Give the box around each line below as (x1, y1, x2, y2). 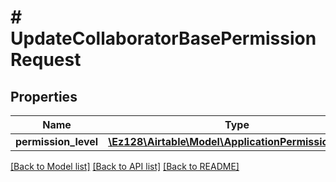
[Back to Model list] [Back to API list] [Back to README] (10, 161, 240, 172)
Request (10, 49, 82, 71)
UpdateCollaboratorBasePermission (10, 27, 317, 50)
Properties (10, 88, 78, 105)
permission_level (15, 135, 99, 148)
